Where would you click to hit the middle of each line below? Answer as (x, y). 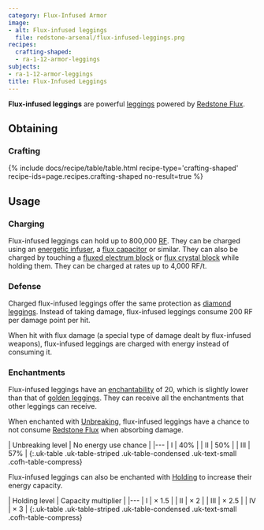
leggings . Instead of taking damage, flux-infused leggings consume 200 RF (131, 312)
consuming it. (30, 352)
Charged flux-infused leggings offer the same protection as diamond (120, 303)
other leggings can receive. (52, 406)
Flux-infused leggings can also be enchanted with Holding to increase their (130, 477)
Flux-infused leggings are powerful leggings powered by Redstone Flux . (127, 104)
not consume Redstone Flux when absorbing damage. (96, 430)
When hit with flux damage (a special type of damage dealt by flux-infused (130, 335)
